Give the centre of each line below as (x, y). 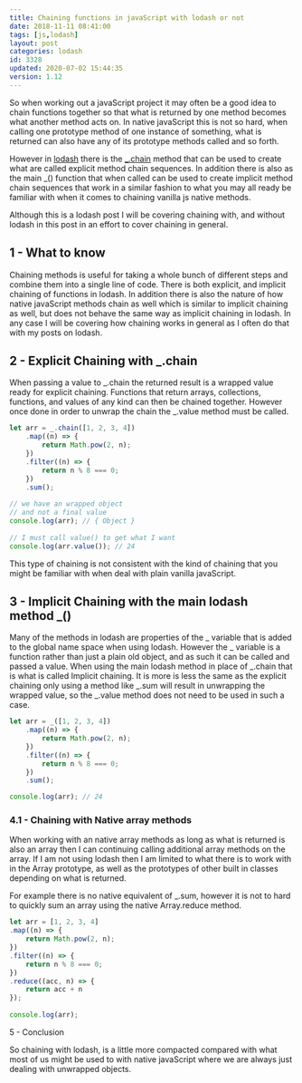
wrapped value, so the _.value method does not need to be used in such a (147, 695)
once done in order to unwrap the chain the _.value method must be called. (149, 411)
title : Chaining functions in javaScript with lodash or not (127, 18)
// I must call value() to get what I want (93, 537)
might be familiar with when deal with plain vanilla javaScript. (123, 573)
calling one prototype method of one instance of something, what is (136, 131)
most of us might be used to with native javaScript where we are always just (151, 1059)
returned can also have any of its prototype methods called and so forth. (144, 140)
